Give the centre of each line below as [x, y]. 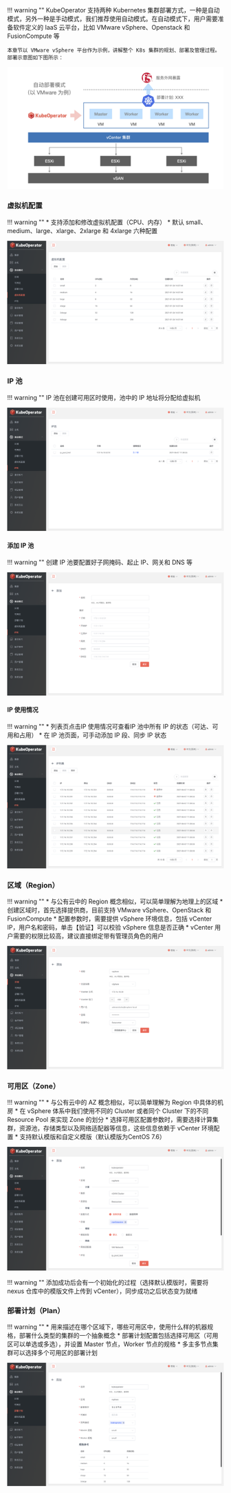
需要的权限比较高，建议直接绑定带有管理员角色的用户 [88, 936]
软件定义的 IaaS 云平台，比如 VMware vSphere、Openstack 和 [101, 27]
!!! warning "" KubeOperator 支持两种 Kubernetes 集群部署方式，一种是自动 [113, 10]
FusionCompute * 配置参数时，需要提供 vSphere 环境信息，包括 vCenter [110, 919]
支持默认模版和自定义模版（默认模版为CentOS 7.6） [93, 1137]
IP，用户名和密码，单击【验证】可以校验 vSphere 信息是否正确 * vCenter [110, 928]
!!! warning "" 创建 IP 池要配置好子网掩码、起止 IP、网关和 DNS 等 [100, 562]
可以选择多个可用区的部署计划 [55, 1353]
